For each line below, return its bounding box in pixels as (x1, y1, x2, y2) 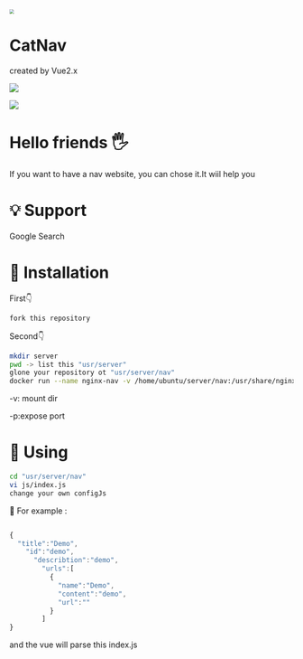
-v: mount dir (9, 393, 59, 404)
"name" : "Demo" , (57, 580, 115, 590)
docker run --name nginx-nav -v (9, 377, 131, 386)
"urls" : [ (41, 564, 75, 573)
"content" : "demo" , (57, 589, 127, 598)
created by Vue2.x (9, 65, 78, 76)
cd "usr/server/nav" (9, 472, 87, 482)
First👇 (9, 293, 33, 304)
